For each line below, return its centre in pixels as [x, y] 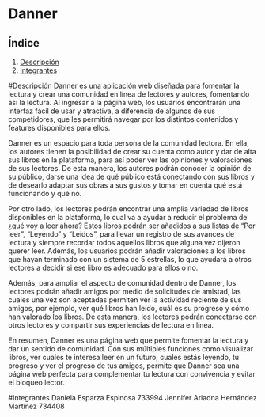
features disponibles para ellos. [59, 128]
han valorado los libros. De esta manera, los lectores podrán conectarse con [132, 317]
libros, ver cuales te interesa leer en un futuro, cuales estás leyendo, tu [124, 357]
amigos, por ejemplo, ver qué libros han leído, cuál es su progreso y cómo [129, 308]
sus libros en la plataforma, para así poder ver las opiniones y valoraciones [130, 160]
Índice [24, 43]
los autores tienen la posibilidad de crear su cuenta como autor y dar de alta [132, 152]
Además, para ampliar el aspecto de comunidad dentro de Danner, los [122, 283]
